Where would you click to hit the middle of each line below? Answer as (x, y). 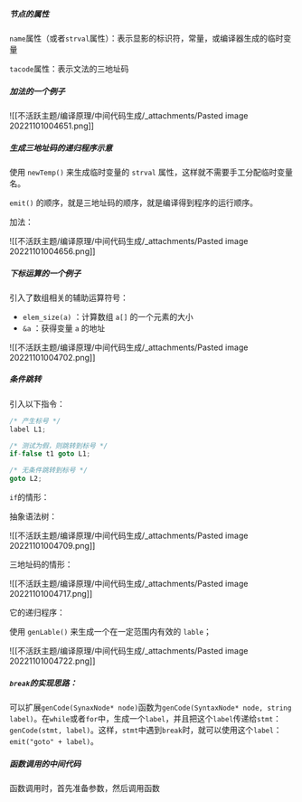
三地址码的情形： (41, 564)
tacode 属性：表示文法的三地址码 (69, 69)
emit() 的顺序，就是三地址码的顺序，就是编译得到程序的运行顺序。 (133, 203)
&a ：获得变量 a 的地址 (64, 328)
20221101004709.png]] (52, 546)
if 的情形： (29, 497)
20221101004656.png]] (52, 251)
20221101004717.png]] (51, 594)
